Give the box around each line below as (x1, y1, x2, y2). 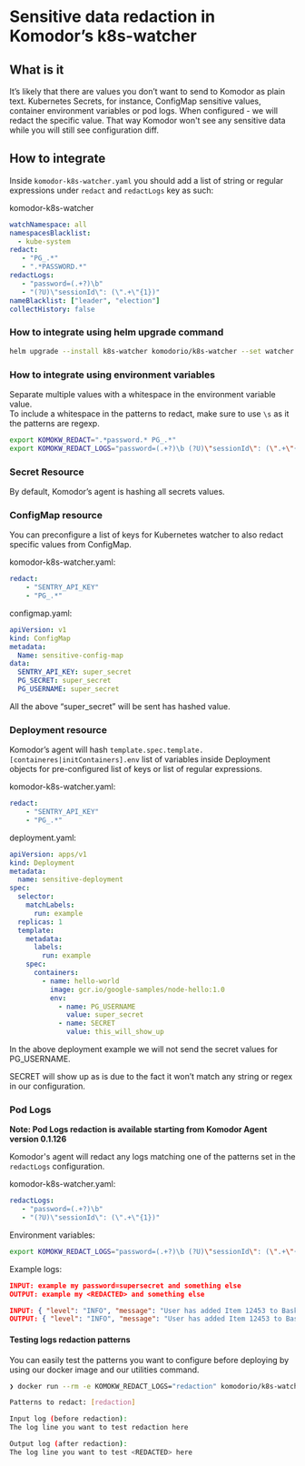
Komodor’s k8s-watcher (9, 25, 197, 46)
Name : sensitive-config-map (17, 650, 124, 660)
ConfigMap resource (9, 508, 103, 521)
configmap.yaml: (9, 607, 73, 618)
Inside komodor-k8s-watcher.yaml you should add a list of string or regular (9, 175, 284, 186)
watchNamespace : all (9, 220, 88, 229)
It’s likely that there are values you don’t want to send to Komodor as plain (9, 86, 286, 96)
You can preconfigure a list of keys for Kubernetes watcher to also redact (9, 529, 284, 540)
